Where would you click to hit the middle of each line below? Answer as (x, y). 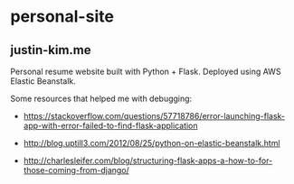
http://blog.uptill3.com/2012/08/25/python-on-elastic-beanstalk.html (152, 143)
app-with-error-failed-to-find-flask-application (110, 125)
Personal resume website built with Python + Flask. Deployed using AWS (146, 71)
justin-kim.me (51, 50)
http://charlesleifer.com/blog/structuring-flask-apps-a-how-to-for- (148, 161)
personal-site (62, 17)
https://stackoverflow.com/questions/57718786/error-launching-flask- (154, 116)
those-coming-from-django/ (76, 170)
